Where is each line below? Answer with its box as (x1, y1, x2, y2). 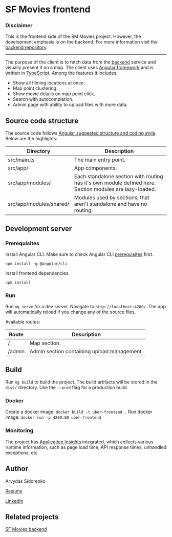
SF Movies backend (5, 526, 47, 532)
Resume (5, 488, 23, 494)
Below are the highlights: (5, 136, 58, 142)
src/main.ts (8, 156, 35, 163)
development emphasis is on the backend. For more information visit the (5, 39, 158, 45)
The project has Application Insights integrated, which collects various (5, 439, 154, 445)
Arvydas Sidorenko (5, 478, 46, 484)
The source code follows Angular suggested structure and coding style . (5, 130, 157, 136)
